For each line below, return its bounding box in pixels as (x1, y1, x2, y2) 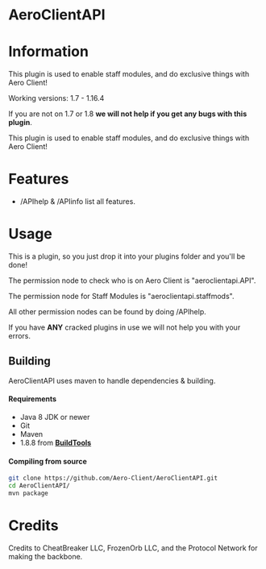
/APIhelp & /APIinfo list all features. (19, 197, 135, 206)
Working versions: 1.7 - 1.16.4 (8, 93, 105, 103)
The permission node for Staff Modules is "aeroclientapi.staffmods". (8, 292, 235, 301)
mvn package (8, 489, 48, 497)
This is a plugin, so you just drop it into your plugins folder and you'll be (8, 251, 246, 261)
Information (8, 43, 89, 61)
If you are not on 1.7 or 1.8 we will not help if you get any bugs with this (8, 109, 247, 118)
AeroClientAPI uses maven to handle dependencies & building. (8, 376, 216, 385)
